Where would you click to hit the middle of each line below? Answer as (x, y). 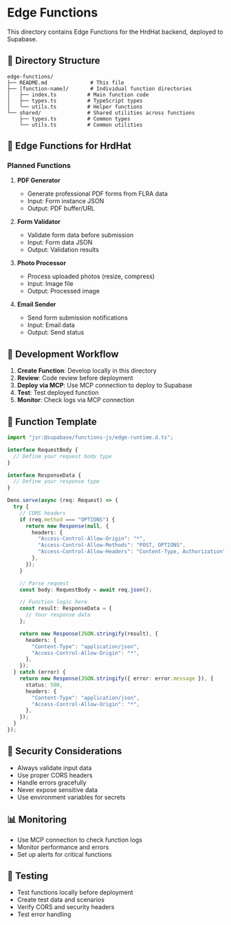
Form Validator (38, 222)
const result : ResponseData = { (66, 609)
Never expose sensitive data (57, 789)
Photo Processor (42, 263)
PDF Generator (38, 180)
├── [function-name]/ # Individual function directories (100, 89)
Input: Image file (50, 284)
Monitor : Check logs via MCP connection (76, 400)
